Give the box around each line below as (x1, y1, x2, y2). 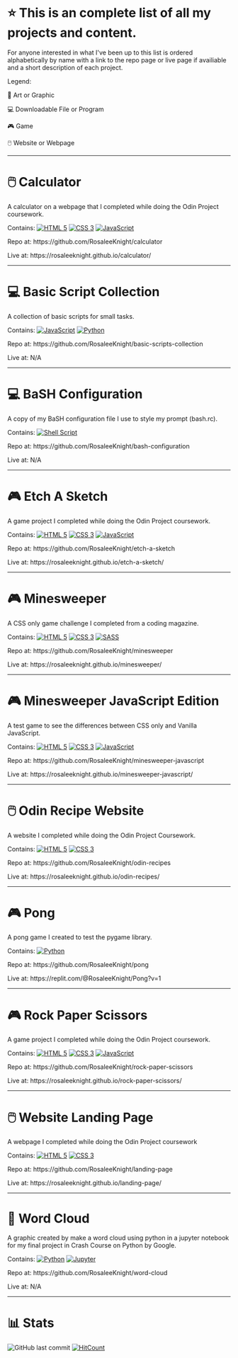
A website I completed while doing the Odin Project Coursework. (7, 831, 196, 839)
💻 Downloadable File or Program (7, 105, 104, 113)
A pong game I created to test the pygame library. (7, 933, 152, 941)
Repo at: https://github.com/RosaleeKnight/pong (7, 961, 149, 969)
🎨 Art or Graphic (7, 91, 55, 99)
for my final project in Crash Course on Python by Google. (7, 1241, 177, 1250)
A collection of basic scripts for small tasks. (7, 312, 135, 320)
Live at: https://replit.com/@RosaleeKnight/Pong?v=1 (7, 974, 161, 983)
